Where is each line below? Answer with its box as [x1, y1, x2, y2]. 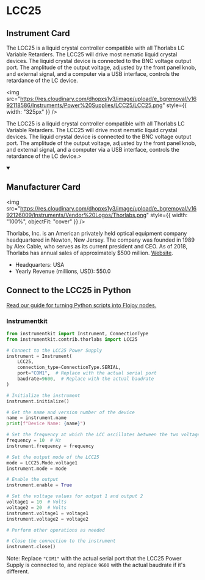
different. [6, 568, 29, 575]
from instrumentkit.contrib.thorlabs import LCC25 [6, 336, 138, 343]
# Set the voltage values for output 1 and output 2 [6, 493, 143, 499]
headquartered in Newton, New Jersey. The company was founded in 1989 [6, 236, 195, 244]
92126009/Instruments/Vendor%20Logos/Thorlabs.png [6, 211, 146, 218]
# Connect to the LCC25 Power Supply [6, 347, 103, 354]
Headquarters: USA [15, 261, 65, 268]
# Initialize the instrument [6, 392, 81, 398]
